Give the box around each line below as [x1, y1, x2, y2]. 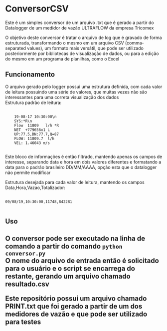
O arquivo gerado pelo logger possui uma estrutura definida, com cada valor [5, 83, 163, 89]
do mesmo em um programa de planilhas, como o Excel [5, 55, 120, 61]
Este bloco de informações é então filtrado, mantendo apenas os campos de [5, 153, 163, 159]
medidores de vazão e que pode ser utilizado [5, 309, 148, 318]
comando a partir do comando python [5, 242, 123, 250]
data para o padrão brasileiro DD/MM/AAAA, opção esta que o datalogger [5, 164, 157, 170]
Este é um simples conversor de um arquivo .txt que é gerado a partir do [5, 19, 155, 25]
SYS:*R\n [14, 118, 32, 123]
